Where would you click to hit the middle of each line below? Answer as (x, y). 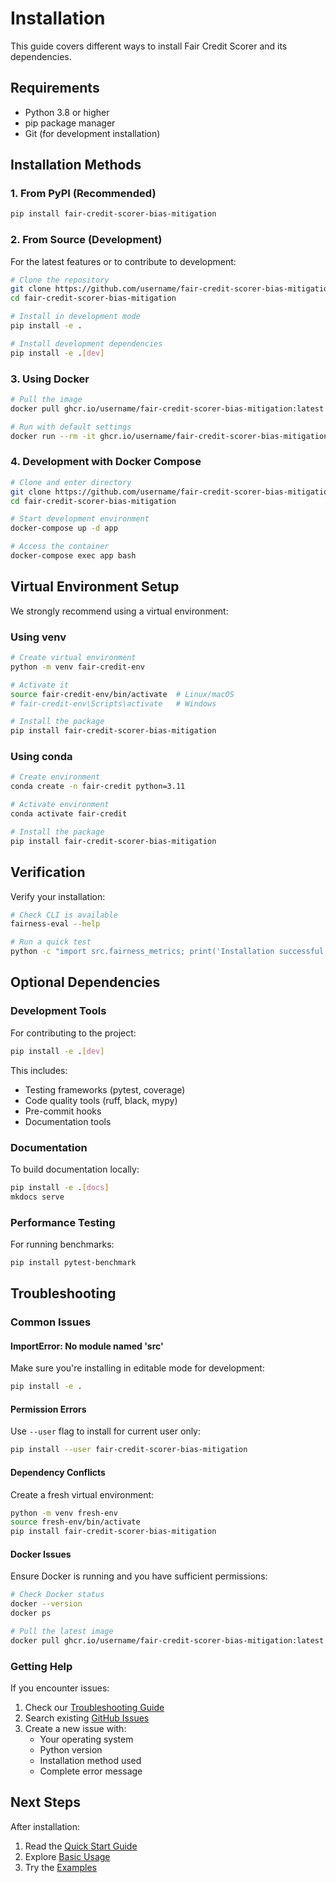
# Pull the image (46, 400)
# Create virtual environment (73, 658)
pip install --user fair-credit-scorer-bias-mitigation (129, 1450)
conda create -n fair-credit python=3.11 (98, 787)
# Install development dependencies (86, 343)
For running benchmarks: (62, 1244)
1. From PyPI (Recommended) (83, 194)
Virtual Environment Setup (95, 587)
